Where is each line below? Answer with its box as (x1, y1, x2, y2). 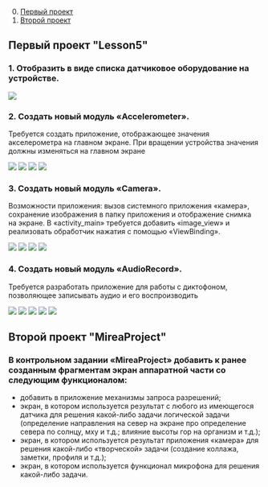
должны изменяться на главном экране (8, 146, 146, 155)
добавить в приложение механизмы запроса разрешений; (19, 393, 221, 402)
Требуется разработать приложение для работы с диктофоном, (8, 282, 228, 291)
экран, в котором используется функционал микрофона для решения (19, 461, 260, 471)
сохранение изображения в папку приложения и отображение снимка (8, 209, 252, 220)
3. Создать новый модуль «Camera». (8, 183, 162, 194)
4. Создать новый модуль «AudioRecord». (8, 263, 183, 274)
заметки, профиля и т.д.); (19, 452, 107, 462)
